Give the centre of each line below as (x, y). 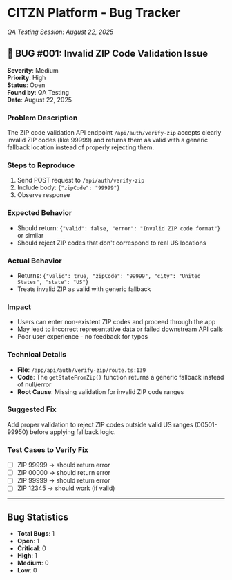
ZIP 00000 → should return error (64, 473)
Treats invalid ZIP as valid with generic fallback (84, 289)
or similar (30, 235)
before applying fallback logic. (73, 432)
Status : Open (26, 85)
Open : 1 (28, 541)
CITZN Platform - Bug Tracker (94, 13)
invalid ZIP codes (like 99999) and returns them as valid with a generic (108, 140)
